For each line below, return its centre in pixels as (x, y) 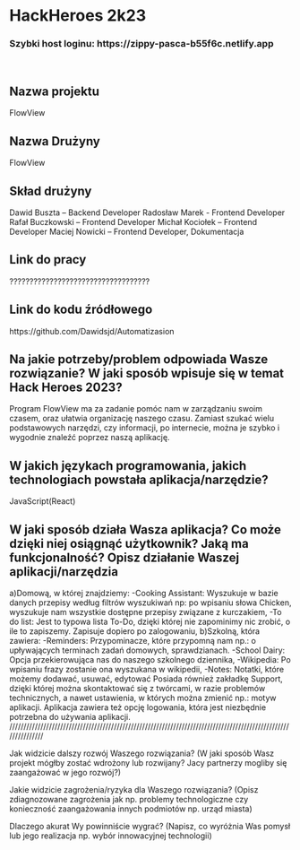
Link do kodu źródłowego (81, 310)
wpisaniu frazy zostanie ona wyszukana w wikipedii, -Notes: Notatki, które (147, 669)
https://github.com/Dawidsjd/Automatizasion (92, 331)
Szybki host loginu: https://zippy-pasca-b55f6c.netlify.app (141, 44)
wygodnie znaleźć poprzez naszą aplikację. (90, 438)
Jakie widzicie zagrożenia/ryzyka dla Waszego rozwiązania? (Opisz (134, 789)
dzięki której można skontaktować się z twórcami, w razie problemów (137, 688)
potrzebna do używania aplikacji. (70, 716)
